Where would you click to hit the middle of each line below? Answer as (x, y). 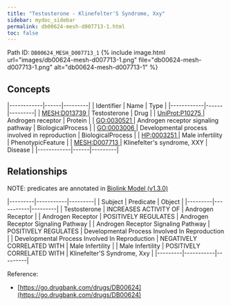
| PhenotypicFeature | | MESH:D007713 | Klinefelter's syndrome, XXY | (108, 143)
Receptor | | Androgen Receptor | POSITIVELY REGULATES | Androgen (108, 216)
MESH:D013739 (64, 113)
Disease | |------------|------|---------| (63, 150)
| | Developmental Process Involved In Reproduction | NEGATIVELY (102, 238)
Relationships (37, 171)
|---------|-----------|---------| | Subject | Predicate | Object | (95, 201)
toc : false (23, 33)
